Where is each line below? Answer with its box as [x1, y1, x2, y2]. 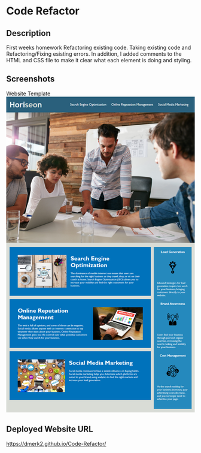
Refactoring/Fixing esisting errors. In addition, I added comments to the [6, 50, 182, 58]
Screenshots [6, 74, 55, 84]
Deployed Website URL [6, 424, 94, 434]
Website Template [6, 90, 51, 97]
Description [6, 28, 51, 38]
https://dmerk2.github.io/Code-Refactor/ [6, 440, 106, 447]
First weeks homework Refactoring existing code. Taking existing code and [6, 44, 191, 51]
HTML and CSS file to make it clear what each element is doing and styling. [6, 57, 192, 64]
